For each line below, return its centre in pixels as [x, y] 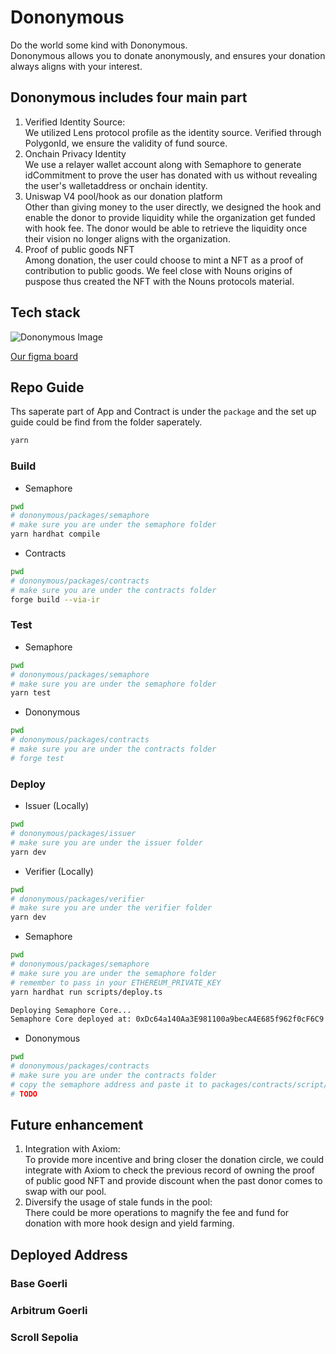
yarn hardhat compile [55, 534]
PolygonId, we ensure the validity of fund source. [126, 143]
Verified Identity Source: [75, 122]
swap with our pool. [65, 1192]
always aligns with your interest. [76, 66]
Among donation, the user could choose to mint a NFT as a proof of [164, 260]
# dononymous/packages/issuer [73, 834]
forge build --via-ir [55, 599]
